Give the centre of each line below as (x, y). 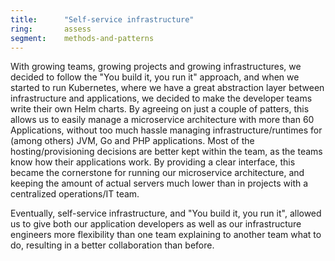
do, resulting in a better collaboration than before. (112, 245)
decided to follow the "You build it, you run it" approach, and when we (155, 77)
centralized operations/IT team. (75, 194)
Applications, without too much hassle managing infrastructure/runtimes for (166, 130)
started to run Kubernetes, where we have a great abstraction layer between (167, 88)
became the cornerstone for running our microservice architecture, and (157, 173)
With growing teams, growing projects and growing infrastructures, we (156, 67)
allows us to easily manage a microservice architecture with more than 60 (162, 120)
